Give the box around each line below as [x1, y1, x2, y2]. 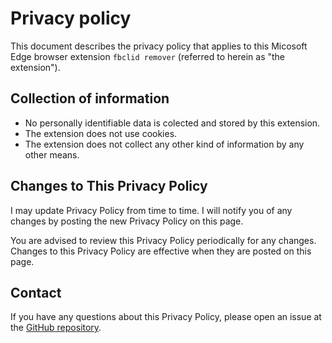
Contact [10, 284, 62, 301]
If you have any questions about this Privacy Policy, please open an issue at [10, 311, 322, 323]
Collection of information [10, 90, 170, 107]
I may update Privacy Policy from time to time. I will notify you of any [10, 204, 293, 216]
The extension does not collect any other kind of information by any [24, 138, 305, 150]
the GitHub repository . [10, 322, 102, 334]
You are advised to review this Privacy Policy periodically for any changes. [10, 234, 317, 246]
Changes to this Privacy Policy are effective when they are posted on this [10, 245, 312, 257]
